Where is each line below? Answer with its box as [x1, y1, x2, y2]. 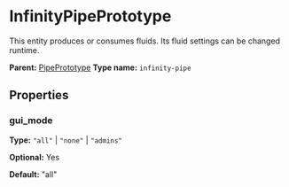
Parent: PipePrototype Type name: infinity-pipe [9, 62, 191, 73]
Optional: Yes [9, 152, 60, 162]
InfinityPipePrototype [9, 6, 172, 27]
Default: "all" [9, 168, 58, 179]
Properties [9, 88, 69, 103]
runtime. [9, 44, 40, 55]
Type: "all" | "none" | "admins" [9, 135, 122, 145]
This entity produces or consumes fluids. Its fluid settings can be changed [9, 35, 281, 46]
